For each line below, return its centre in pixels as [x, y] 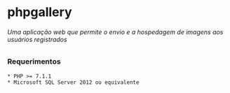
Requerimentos [34, 62]
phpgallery [40, 12]
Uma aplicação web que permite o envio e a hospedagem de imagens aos [115, 31]
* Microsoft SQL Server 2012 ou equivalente [73, 82]
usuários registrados [38, 39]
